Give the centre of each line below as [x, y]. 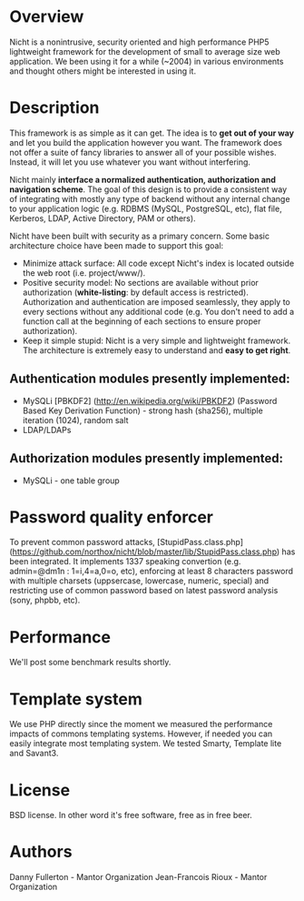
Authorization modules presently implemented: [147, 458]
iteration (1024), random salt [75, 420]
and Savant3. [34, 754]
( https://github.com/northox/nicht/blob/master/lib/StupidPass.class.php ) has [152, 552]
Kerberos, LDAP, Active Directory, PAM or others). [103, 218]
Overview [47, 17]
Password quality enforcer [111, 517]
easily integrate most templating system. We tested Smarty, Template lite [146, 744]
